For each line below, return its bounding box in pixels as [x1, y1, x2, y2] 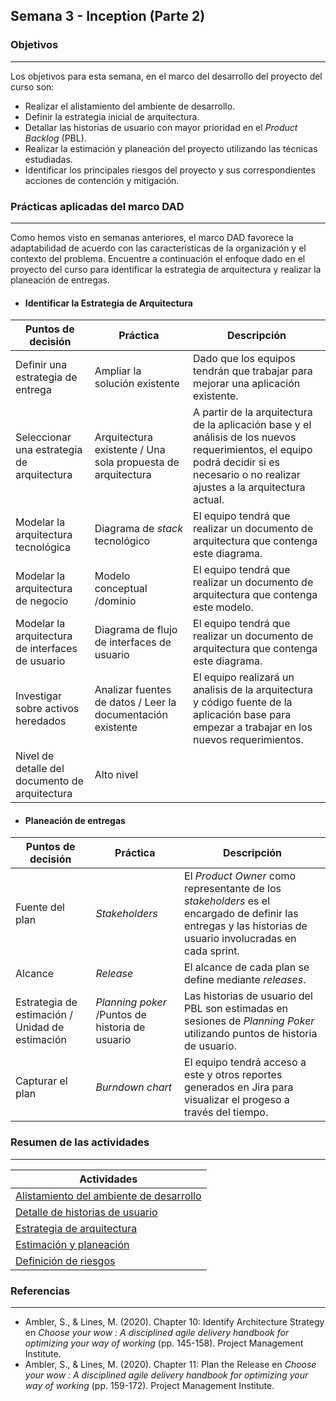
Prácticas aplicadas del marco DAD [10, 199, 185, 213]
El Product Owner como [184, 869, 297, 883]
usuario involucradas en [184, 932, 297, 946]
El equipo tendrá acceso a [184, 1055, 307, 1069]
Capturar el [15, 1074, 68, 1088]
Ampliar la [94, 364, 142, 378]
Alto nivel [94, 768, 139, 782]
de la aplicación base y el [193, 418, 312, 432]
